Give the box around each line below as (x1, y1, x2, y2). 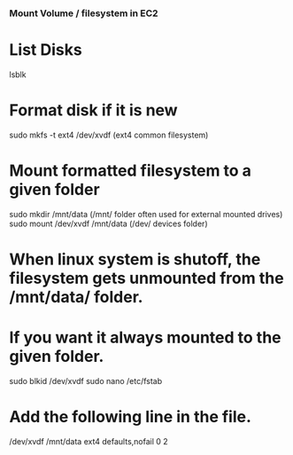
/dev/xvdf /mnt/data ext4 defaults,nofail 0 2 (9, 435, 168, 446)
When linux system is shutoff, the (9, 249, 261, 269)
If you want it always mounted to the (9, 327, 281, 348)
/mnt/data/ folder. (9, 286, 143, 307)
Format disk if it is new (9, 100, 179, 121)
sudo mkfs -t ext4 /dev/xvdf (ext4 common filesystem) (9, 129, 209, 140)
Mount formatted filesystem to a (9, 161, 252, 180)
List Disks (9, 40, 82, 60)
